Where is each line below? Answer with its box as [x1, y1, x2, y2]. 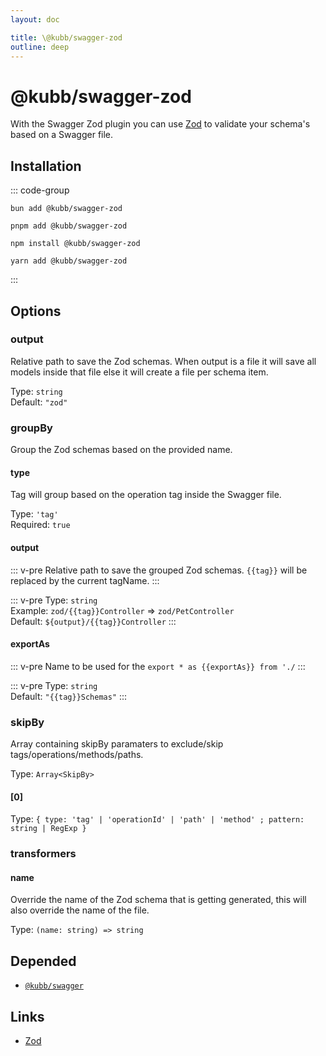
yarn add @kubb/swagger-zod [10, 256, 128, 266]
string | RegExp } [10, 824, 87, 834]
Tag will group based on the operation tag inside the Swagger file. [10, 489, 282, 501]
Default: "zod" [10, 396, 68, 408]
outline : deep [10, 42, 70, 52]
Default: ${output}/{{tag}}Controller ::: [10, 615, 177, 627]
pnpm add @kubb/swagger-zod [10, 221, 128, 231]
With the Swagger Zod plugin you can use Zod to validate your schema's [10, 118, 311, 130]
